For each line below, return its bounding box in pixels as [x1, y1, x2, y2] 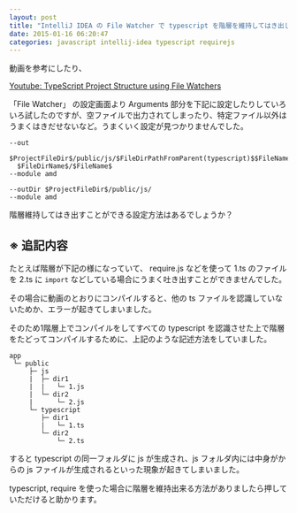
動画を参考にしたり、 [9, 63, 87, 73]
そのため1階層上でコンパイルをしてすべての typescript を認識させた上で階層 [9, 323, 286, 333]
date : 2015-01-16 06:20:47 [9, 29, 109, 38]
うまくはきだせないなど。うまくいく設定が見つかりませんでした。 [9, 121, 249, 132]
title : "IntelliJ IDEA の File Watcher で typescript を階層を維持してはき [9, 21, 278, 30]
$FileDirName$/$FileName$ [17, 162, 113, 171]
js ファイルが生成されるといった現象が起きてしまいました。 [26, 464, 245, 475]
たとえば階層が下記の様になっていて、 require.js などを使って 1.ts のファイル [9, 263, 287, 274]
